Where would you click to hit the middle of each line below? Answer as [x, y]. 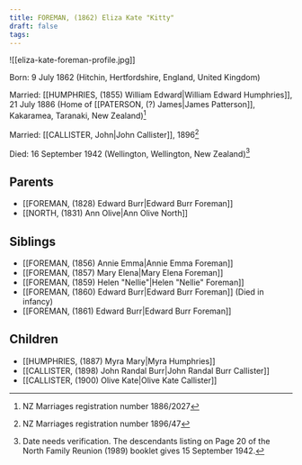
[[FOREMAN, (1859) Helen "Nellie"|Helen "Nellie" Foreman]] [133, 282]
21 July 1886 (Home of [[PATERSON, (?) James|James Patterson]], [133, 105]
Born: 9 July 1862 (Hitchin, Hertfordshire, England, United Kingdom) [135, 77]
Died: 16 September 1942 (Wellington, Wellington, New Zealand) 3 [129, 152]
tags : [19, 34]
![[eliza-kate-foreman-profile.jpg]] [72, 60]
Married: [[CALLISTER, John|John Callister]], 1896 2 [104, 134]
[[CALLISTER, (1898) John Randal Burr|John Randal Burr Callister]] [146, 370]
